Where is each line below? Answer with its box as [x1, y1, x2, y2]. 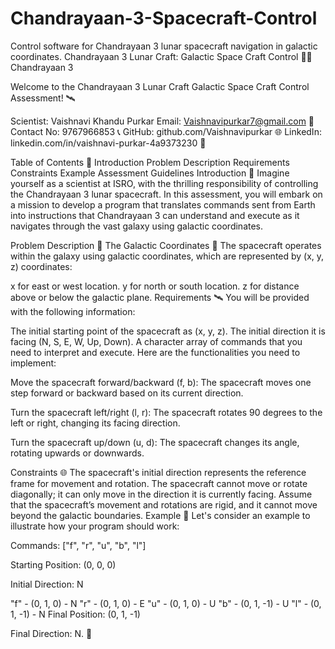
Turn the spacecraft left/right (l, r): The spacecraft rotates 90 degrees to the [10, 406, 323, 418]
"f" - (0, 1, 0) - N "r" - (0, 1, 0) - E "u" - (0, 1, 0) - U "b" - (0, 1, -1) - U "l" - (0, [10, 597, 322, 609]
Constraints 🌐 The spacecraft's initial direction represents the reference [10, 466, 307, 478]
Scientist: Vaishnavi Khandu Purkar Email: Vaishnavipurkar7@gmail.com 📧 [10, 115, 315, 127]
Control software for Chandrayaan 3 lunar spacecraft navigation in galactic [10, 40, 318, 52]
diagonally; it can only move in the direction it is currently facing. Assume [10, 488, 313, 500]
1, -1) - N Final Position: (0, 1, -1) [10, 608, 141, 620]
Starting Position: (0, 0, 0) [10, 558, 117, 571]
